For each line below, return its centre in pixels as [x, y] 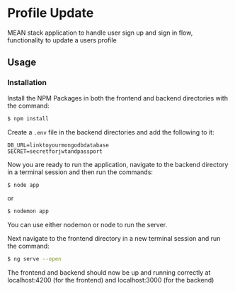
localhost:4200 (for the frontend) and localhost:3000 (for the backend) [111, 280]
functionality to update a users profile [62, 40]
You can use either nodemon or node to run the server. [87, 225]
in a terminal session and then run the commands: [80, 172]
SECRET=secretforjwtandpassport [55, 151]
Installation [27, 83]
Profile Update [51, 13]
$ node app [23, 185]
